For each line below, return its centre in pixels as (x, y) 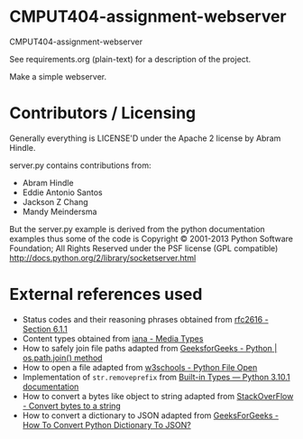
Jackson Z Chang (55, 201)
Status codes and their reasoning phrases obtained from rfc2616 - (145, 319)
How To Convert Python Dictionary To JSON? (106, 425)
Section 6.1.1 (45, 329)
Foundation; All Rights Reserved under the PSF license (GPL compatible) (144, 248)
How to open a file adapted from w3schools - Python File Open (140, 367)
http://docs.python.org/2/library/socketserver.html (103, 257)
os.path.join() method (62, 358)
